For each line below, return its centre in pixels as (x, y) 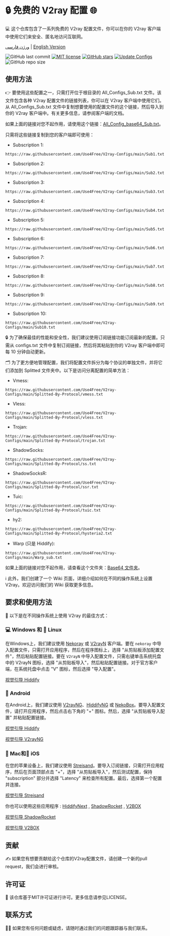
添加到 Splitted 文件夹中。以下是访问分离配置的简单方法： (70, 370)
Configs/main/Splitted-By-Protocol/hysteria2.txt (59, 533)
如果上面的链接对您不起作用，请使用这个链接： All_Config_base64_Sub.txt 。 (84, 124)
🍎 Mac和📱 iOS (22, 754)
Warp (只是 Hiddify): (34, 543)
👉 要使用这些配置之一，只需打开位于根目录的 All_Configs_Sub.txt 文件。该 (83, 92)
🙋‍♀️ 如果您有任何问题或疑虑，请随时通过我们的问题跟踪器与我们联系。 (78, 928)
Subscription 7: (28, 257)
